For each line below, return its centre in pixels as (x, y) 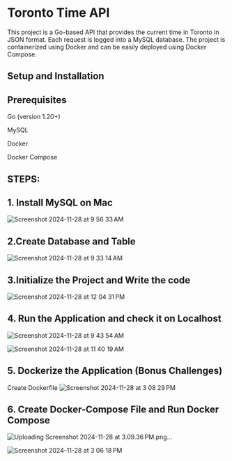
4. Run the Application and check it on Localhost (114, 319)
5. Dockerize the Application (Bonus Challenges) (115, 371)
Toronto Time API (59, 13)
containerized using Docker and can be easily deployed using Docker (107, 47)
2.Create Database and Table (71, 241)
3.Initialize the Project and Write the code (99, 280)
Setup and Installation (56, 76)
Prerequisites (37, 100)
